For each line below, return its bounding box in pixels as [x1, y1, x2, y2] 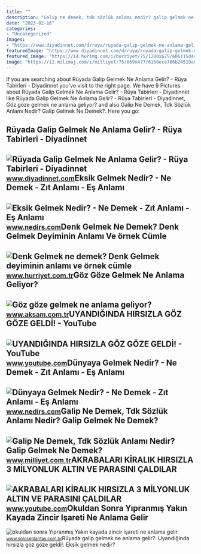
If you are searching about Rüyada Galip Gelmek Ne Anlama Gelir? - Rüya [6, 76, 187, 83]
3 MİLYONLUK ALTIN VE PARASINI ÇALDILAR [6, 464, 178, 474]
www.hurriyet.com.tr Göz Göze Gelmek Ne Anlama [6, 270, 185, 281]
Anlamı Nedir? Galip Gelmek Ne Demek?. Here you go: [6, 107, 140, 115]
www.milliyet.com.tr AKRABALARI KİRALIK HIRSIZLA [6, 454, 194, 465]
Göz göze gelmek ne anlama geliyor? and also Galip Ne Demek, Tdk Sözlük [6, 101, 191, 108]
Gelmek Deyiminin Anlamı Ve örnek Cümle [6, 231, 167, 241]
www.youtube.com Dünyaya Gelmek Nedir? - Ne [6, 357, 178, 368]
